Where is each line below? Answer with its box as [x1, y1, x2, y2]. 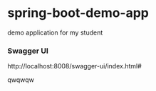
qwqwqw [7, 75, 34, 84]
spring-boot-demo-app [7, 5, 150, 21]
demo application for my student [7, 28, 103, 37]
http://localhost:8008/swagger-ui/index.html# [7, 62, 142, 71]
